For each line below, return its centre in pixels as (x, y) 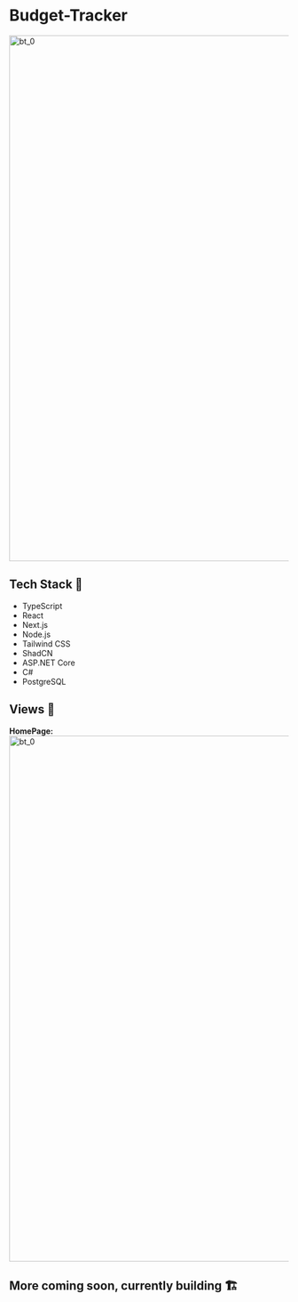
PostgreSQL (44, 681)
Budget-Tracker (69, 16)
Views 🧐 (32, 709)
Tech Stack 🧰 (46, 585)
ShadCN (37, 653)
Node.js (36, 634)
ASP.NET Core (48, 663)
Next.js (35, 624)
